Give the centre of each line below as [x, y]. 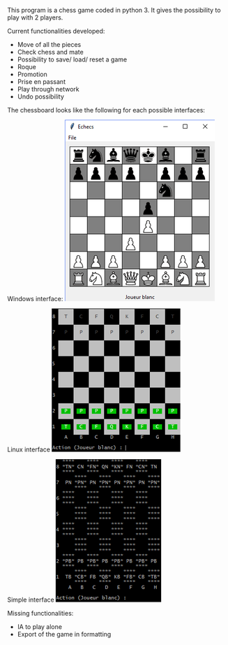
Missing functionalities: [40, 613]
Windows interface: [35, 299]
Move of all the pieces [49, 44]
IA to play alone [40, 627]
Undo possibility [40, 96]
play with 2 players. [35, 17]
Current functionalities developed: [56, 31]
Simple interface [31, 600]
